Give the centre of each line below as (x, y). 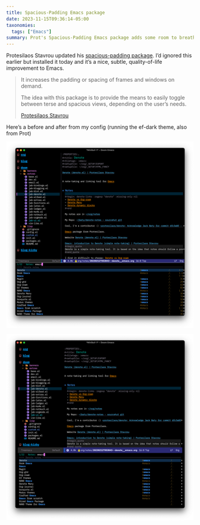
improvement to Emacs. (35, 68)
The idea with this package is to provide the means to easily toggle (103, 98)
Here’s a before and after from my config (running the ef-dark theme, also (97, 127)
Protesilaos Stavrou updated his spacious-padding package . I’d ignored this (99, 55)
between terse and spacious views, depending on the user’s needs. (104, 104)
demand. (32, 86)
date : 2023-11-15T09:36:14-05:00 (48, 19)
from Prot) (19, 134)
